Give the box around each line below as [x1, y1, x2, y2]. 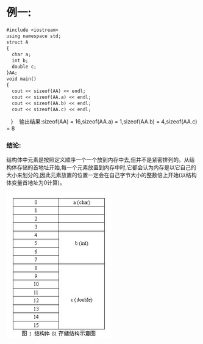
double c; [12, 64, 37, 70]
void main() [6, 76, 37, 82]
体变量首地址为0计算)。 [6, 179, 65, 186]
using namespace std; [6, 33, 62, 39]
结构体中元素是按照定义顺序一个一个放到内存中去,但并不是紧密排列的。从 [6, 156, 190, 164]
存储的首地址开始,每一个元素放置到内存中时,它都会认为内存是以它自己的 [16, 164, 197, 171]
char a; [12, 51, 32, 57]
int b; [12, 57, 29, 64]
